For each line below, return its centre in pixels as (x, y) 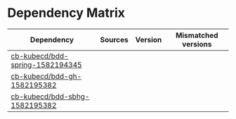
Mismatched (197, 35)
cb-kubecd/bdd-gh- (46, 76)
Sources (114, 39)
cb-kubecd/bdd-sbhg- (50, 96)
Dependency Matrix (66, 13)
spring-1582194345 (46, 65)
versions (197, 44)
